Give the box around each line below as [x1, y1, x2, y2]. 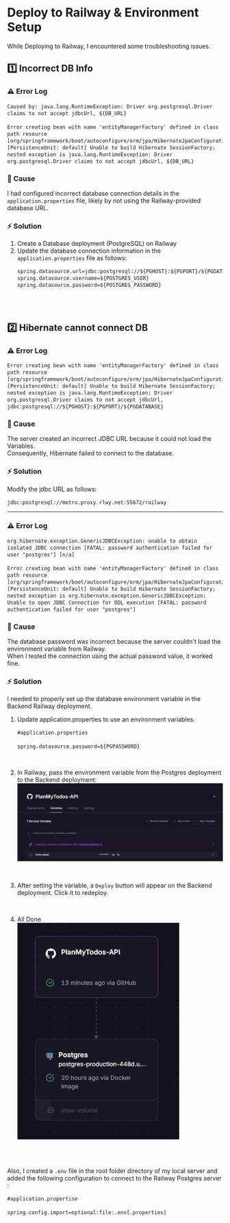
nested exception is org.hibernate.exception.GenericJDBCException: [7, 592, 207, 599]
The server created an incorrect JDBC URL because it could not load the [7, 435, 212, 443]
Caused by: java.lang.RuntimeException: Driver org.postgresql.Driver [7, 103, 213, 110]
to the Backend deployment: [16, 776, 97, 784]
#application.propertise [7, 1195, 78, 1202]
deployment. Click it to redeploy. [16, 888, 109, 896]
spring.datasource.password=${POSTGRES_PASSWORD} [16, 282, 162, 289]
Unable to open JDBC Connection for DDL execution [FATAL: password [7, 599, 207, 606]
